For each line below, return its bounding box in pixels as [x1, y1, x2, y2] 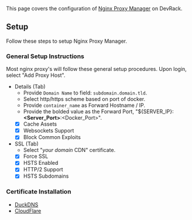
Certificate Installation [6, 188, 71, 196]
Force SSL [23, 153, 49, 160]
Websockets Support [23, 127, 74, 134]
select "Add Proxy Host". [6, 72, 66, 79]
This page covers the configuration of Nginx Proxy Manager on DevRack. [6, 5, 183, 12]
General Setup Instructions [6, 52, 85, 60]
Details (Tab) [14, 83, 46, 90]
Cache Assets [23, 120, 57, 128]
